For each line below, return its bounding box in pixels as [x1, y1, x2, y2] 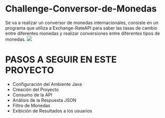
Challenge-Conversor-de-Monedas [5, 3, 157, 15]
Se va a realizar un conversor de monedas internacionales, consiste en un [5, 20, 158, 26]
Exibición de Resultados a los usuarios [12, 107, 93, 113]
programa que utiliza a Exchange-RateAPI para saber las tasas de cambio [5, 25, 157, 31]
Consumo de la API [12, 91, 53, 98]
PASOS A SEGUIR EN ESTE [5, 54, 117, 65]
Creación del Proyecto [12, 86, 59, 92]
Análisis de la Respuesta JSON [12, 97, 76, 103]
